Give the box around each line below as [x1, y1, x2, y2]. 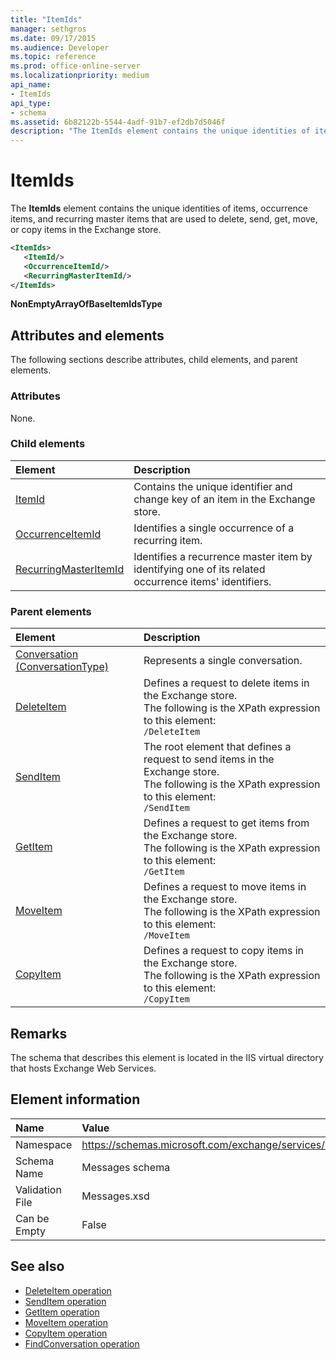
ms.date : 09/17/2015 [10, 33, 97, 43]
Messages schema [81, 1160, 171, 1174]
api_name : [10, 80, 52, 90]
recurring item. [133, 533, 203, 547]
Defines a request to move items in [143, 880, 307, 894]
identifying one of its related [133, 562, 266, 576]
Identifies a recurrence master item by [133, 549, 313, 563]
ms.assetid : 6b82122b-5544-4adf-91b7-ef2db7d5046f [10, 117, 226, 127]
